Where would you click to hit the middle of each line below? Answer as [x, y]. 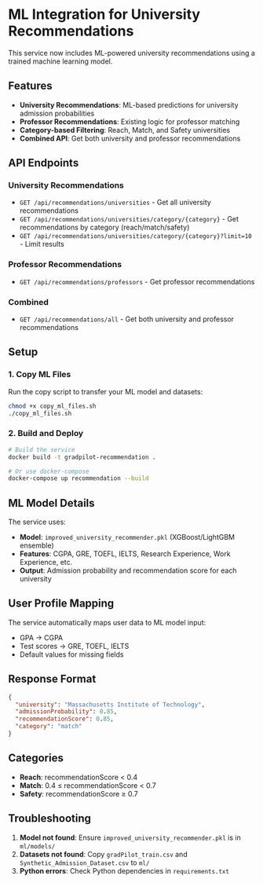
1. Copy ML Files [40, 375]
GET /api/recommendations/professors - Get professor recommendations [137, 281]
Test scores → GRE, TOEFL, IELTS [74, 646]
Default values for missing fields [71, 654]
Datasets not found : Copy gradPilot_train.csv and [103, 854]
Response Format [52, 679]
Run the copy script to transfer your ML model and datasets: [106, 391]
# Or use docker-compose [49, 471]
